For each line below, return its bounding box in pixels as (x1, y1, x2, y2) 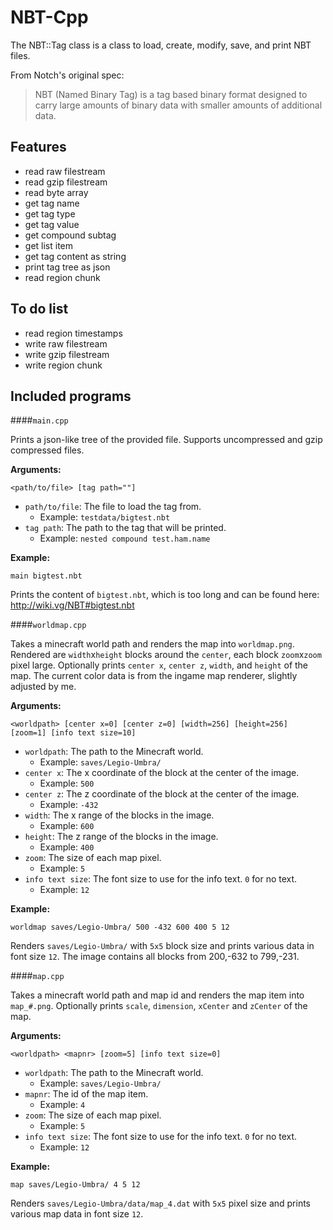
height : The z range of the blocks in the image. (24, 831, 219, 843)
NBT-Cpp (10, 6, 89, 29)
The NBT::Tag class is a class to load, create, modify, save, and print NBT (10, 39, 312, 51)
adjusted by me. (10, 681, 77, 693)
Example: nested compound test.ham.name (39, 532, 211, 545)
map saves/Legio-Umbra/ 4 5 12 (10, 1180, 141, 1190)
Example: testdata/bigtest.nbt (39, 511, 171, 523)
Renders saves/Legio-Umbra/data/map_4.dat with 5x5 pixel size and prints (10, 1197, 311, 1210)
